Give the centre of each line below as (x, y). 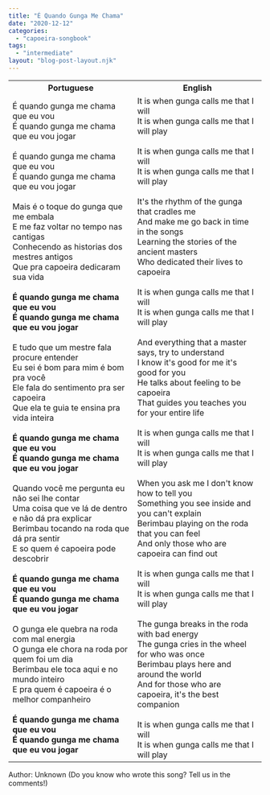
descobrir (31, 558)
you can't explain (170, 513)
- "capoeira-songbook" (53, 38)
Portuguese (71, 88)
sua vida (28, 277)
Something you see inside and (194, 503)
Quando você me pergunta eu (69, 488)
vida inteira (33, 418)
